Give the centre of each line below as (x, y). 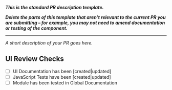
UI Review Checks (35, 59)
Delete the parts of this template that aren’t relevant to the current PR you (85, 17)
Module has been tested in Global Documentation (65, 83)
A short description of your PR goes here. (49, 43)
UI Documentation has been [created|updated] (62, 71)
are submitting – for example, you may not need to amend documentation (85, 23)
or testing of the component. (37, 28)
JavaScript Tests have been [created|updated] (62, 77)
